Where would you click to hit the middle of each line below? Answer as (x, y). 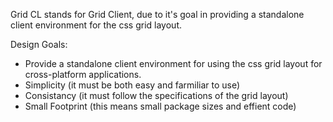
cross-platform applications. (83, 74)
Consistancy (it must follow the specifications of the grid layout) (156, 95)
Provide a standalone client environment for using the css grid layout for (173, 63)
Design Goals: (39, 44)
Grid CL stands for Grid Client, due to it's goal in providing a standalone (157, 14)
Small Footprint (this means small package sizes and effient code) (160, 106)
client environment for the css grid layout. (96, 25)
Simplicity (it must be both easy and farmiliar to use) (132, 85)
